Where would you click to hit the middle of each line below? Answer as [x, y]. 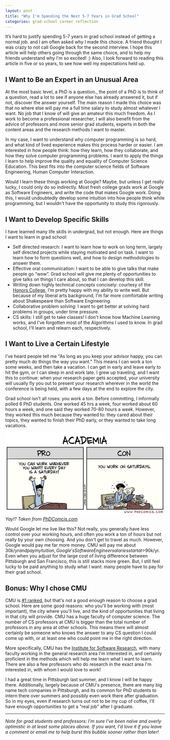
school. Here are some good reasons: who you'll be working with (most [80, 606]
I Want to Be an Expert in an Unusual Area [72, 80]
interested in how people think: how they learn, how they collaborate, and [82, 151]
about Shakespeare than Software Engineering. [62, 301]
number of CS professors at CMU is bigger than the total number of [75, 622]
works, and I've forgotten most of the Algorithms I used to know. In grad [88, 322]
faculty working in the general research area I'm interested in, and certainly [84, 654]
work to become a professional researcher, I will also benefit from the [78, 119]
